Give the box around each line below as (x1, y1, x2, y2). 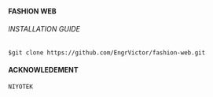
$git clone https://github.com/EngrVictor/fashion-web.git (8, 48, 206, 57)
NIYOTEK (8, 83, 34, 91)
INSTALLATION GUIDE (8, 24, 81, 34)
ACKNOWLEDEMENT (8, 65, 79, 75)
